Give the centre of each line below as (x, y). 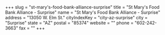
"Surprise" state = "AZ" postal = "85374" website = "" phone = (69, 23)
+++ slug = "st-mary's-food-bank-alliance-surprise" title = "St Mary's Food (82, 7)
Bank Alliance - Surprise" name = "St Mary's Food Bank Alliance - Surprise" (83, 12)
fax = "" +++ (32, 28)
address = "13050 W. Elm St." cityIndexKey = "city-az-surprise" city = (77, 17)
